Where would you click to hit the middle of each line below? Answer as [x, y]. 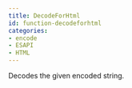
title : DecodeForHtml [44, 16]
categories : [28, 30]
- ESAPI [21, 46]
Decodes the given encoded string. [66, 76]
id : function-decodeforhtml [55, 23]
